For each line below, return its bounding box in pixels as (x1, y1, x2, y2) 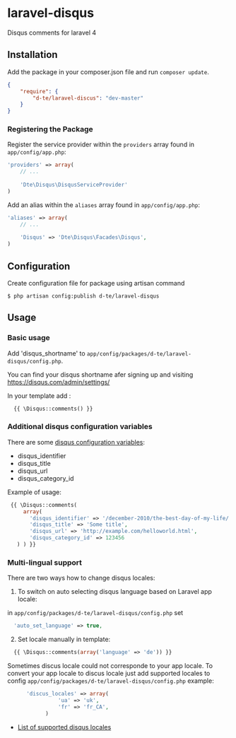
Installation (7, 49, 58, 61)
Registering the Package (7, 124, 93, 134)
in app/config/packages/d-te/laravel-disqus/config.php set (7, 609, 184, 617)
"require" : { (20, 88, 59, 95)
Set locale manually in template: (17, 635, 111, 644)
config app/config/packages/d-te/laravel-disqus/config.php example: (7, 676, 214, 685)
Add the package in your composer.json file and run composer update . (7, 67, 210, 76)
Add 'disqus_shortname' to (7, 348, 86, 358)
